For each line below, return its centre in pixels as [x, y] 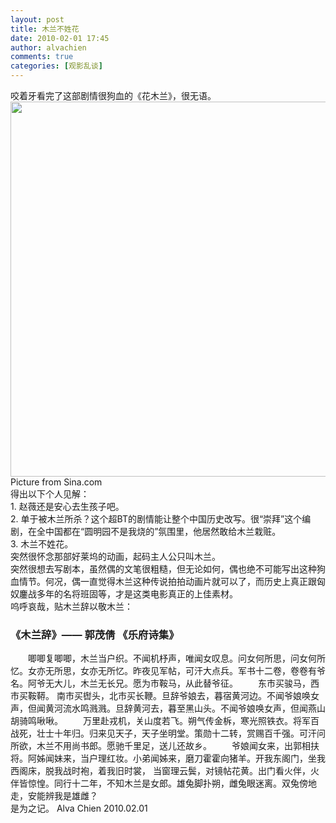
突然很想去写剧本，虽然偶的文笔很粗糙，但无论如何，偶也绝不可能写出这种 [163, 569]
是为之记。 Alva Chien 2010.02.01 [79, 808]
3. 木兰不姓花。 [42, 544]
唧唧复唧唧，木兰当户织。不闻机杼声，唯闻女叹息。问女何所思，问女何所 [176, 658]
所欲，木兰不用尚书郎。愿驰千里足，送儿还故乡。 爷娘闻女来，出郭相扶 [165, 746]
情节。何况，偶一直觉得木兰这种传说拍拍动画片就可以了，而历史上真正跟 [167, 581]
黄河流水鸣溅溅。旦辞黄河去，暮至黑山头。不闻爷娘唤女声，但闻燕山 [185, 708]
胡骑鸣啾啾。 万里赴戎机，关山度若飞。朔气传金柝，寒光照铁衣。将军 [160, 721]
